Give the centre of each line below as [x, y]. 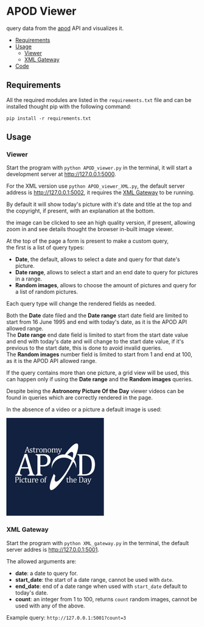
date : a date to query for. [46, 573]
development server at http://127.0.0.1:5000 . [62, 174]
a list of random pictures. [46, 292]
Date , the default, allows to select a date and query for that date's [98, 259]
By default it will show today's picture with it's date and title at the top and [99, 204]
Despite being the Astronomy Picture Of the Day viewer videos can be [95, 391]
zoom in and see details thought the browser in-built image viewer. [90, 229]
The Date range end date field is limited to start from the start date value [97, 335]
